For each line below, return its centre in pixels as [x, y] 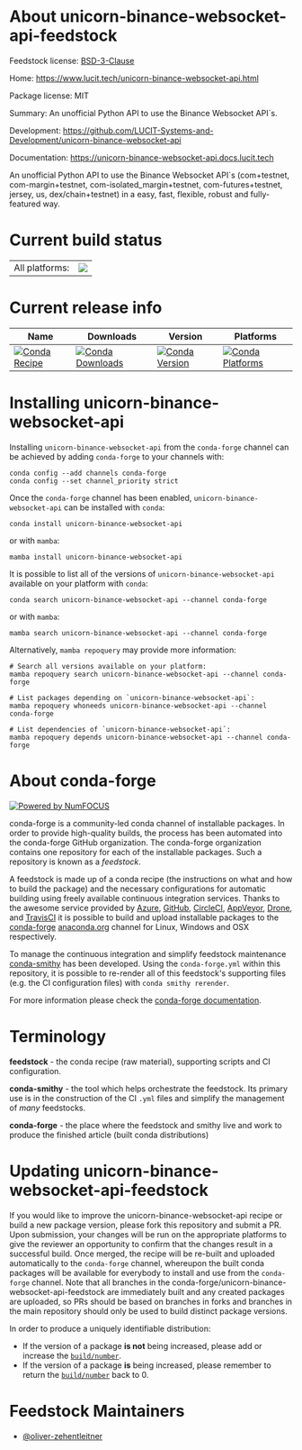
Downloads [112, 336]
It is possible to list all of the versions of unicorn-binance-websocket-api [142, 573]
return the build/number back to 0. [85, 1374]
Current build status [86, 240]
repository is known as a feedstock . [75, 862]
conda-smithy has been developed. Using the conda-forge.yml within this [145, 963]
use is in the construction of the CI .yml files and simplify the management [147, 1098]
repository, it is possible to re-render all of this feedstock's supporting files [147, 973]
